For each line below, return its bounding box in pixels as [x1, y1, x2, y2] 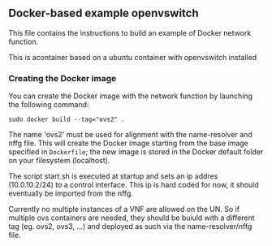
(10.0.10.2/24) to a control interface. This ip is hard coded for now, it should [8, 180, 260, 190]
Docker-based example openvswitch [8, 6, 199, 20]
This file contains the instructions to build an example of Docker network [8, 28, 252, 37]
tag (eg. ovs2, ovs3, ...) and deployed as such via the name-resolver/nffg [8, 222, 253, 231]
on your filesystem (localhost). [8, 156, 110, 166]
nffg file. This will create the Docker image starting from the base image [8, 138, 249, 149]
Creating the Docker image [8, 72, 117, 84]
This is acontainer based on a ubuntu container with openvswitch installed [8, 52, 257, 62]
